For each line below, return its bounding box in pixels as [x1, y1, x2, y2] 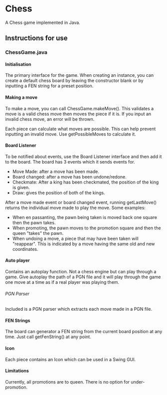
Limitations [5, 368, 29, 374]
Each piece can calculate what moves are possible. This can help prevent [5, 126, 156, 132]
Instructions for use [5, 34, 68, 42]
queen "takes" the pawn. [12, 230, 64, 236]
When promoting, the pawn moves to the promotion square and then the [12, 225, 161, 231]
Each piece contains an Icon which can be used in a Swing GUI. [5, 356, 136, 362]
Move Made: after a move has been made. [12, 168, 100, 175]
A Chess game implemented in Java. [5, 19, 81, 25]
